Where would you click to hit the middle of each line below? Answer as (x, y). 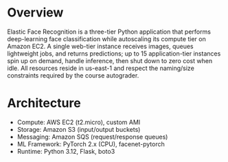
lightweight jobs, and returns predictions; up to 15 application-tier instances (114, 54)
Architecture (44, 103)
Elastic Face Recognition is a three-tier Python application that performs (109, 32)
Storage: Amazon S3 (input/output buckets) (79, 129)
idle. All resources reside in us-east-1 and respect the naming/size (101, 68)
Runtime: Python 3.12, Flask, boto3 (66, 151)
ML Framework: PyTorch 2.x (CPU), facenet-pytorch (91, 144)
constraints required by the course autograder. (73, 75)
